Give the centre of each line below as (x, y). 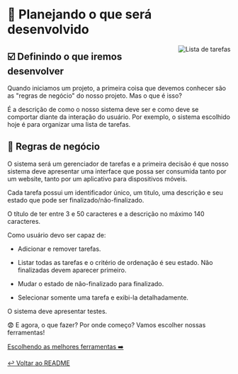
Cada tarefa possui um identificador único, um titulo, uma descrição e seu (115, 192)
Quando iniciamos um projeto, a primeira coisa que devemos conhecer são (117, 88)
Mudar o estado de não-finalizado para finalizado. (91, 283)
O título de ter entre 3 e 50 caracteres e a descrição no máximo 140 (106, 214)
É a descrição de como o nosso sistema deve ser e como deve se (103, 109)
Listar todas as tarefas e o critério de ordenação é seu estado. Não (115, 262)
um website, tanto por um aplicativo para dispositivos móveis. (97, 178)
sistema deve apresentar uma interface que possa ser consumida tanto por (117, 171)
